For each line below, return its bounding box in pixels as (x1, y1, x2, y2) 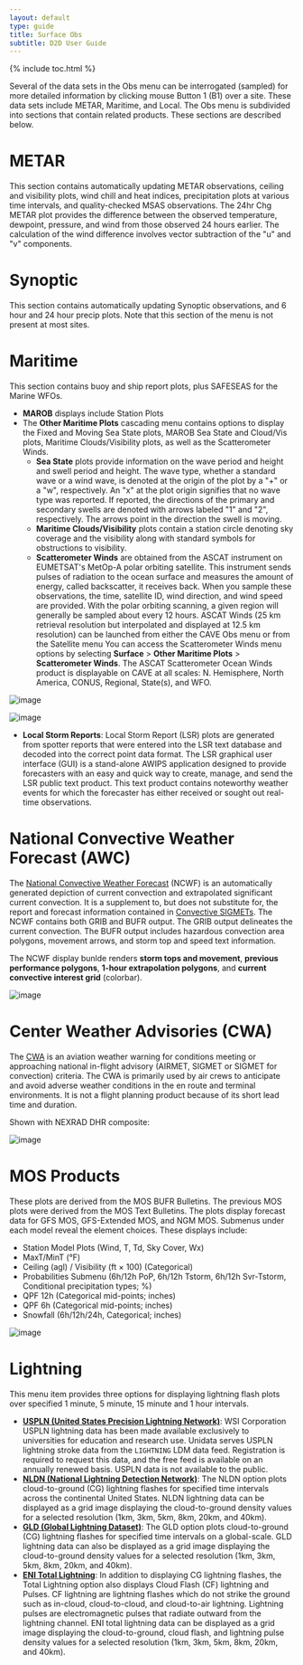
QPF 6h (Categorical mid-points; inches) (22, 1300, 173, 1310)
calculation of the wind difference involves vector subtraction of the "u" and (9, 229, 291, 240)
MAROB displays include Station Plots (22, 408, 164, 419)
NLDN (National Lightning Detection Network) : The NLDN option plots (22, 1473, 287, 1484)
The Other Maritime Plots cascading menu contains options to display (22, 418, 285, 429)
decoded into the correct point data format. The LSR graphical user (22, 749, 273, 760)
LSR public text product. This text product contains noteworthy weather (22, 778, 289, 789)
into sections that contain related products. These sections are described (9, 109, 281, 120)
